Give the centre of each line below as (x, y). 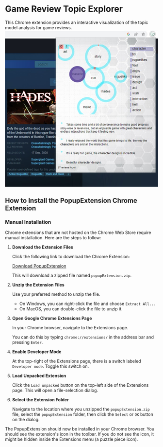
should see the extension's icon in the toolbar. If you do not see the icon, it (80, 434)
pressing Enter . (27, 342)
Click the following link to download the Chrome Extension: (71, 257)
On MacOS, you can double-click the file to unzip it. (71, 309)
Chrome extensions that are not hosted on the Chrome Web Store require (78, 232)
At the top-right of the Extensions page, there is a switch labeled (77, 361)
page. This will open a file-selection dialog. (55, 391)
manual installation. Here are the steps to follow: (53, 238)
